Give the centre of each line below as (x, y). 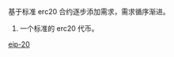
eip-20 (19, 44)
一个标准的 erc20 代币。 (59, 28)
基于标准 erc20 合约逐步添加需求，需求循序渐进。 (89, 11)
